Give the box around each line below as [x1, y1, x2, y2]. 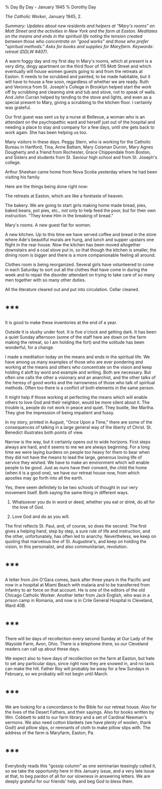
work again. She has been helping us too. [5, 130, 88, 135]
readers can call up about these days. [5, 646, 80, 652]
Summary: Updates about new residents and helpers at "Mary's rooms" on [5, 23, 155, 29]
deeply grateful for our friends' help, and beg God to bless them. [5, 778, 134, 784]
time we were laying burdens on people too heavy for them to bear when [5, 449, 150, 455]
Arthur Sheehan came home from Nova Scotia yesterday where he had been [5, 169, 158, 174]
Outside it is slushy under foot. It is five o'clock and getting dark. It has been [5, 329, 157, 335]
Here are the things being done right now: [5, 184, 88, 189]
